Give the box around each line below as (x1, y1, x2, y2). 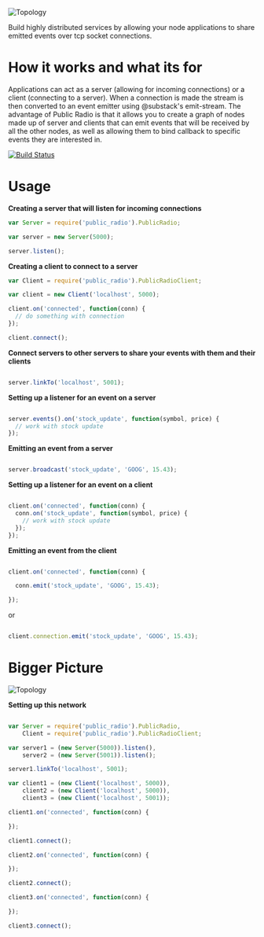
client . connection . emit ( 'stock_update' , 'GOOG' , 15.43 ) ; (8, 633, 199, 640)
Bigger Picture (8, 659, 104, 677)
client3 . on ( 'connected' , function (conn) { (8, 894, 149, 902)
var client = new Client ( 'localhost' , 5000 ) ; (8, 291, 159, 299)
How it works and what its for (8, 59, 203, 76)
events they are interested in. (8, 135, 102, 144)
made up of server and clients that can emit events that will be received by (8, 118, 250, 127)
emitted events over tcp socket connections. (8, 31, 152, 40)
